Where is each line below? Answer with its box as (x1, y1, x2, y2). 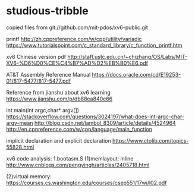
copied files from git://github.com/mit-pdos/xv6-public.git (6, 24, 149, 31)
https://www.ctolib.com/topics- (112, 137, 189, 144)
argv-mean (6, 119, 33, 126)
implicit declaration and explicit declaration (6, 137, 111, 144)
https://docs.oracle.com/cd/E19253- (92, 71, 181, 78)
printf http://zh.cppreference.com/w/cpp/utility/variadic (6, 35, 142, 42)
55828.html (6, 143, 34, 150)
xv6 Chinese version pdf (6, 53, 67, 60)
